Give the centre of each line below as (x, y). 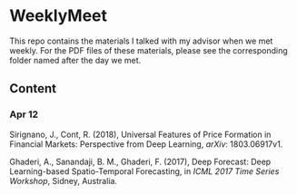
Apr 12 (24, 114)
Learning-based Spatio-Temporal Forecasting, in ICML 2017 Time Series (144, 171)
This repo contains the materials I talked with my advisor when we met (141, 41)
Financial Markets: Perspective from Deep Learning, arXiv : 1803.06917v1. (146, 144)
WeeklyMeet (58, 16)
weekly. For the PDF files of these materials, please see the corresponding (148, 50)
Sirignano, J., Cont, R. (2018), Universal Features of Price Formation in (140, 134)
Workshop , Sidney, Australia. (64, 180)
